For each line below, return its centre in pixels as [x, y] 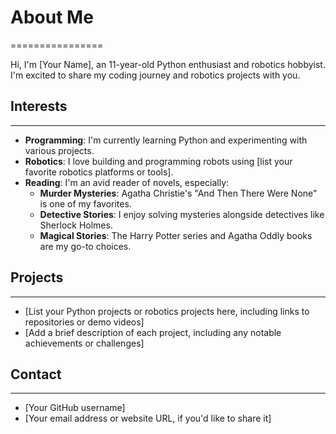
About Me [52, 17]
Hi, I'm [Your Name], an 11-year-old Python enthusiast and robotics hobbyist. [168, 64]
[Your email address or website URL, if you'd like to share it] [148, 418]
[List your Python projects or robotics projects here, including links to [167, 311]
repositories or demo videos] [84, 322]
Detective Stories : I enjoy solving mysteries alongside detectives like [182, 214]
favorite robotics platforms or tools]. [99, 172]
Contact [36, 374]
